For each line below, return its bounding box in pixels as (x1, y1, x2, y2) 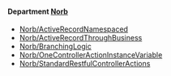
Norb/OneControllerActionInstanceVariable (19, 50, 163, 60)
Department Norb (7, 6, 68, 16)
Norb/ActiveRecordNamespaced (19, 24, 129, 34)
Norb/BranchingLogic (19, 41, 92, 52)
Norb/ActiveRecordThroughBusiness (19, 33, 143, 43)
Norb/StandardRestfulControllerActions (19, 59, 151, 69)
